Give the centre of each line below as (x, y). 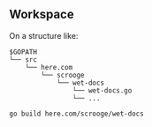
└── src (23, 60)
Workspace (42, 15)
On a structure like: (44, 35)
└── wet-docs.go (102, 90)
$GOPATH (23, 52)
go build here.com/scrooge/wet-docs (76, 114)
